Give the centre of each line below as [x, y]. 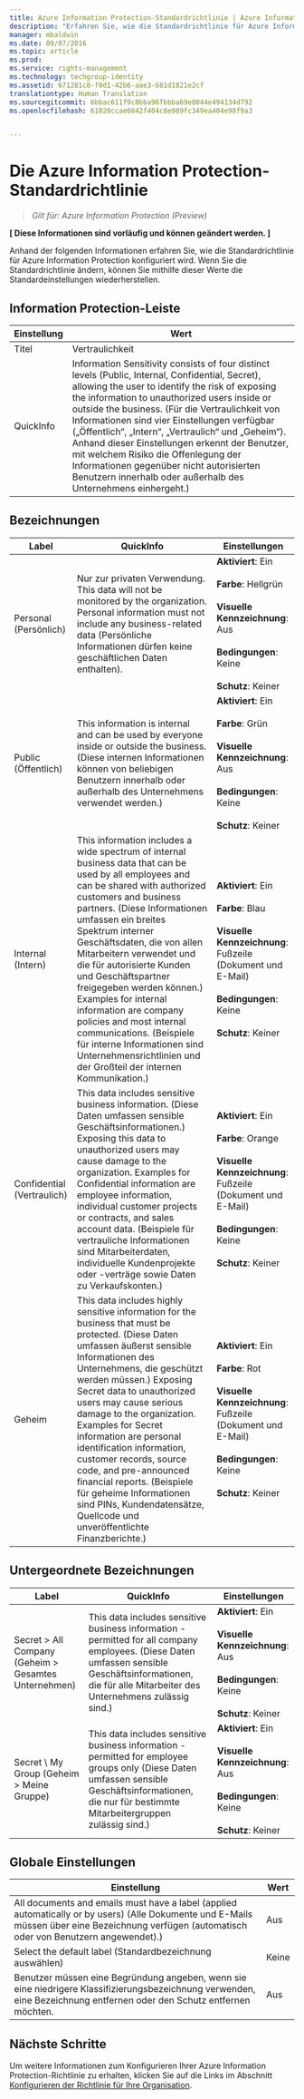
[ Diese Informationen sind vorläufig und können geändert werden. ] [140, 233]
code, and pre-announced [133, 1470]
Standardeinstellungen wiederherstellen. [85, 280]
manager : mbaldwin [44, 34]
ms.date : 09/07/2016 [48, 43]
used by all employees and [133, 874]
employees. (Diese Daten [142, 1651]
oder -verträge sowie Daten [136, 1274]
